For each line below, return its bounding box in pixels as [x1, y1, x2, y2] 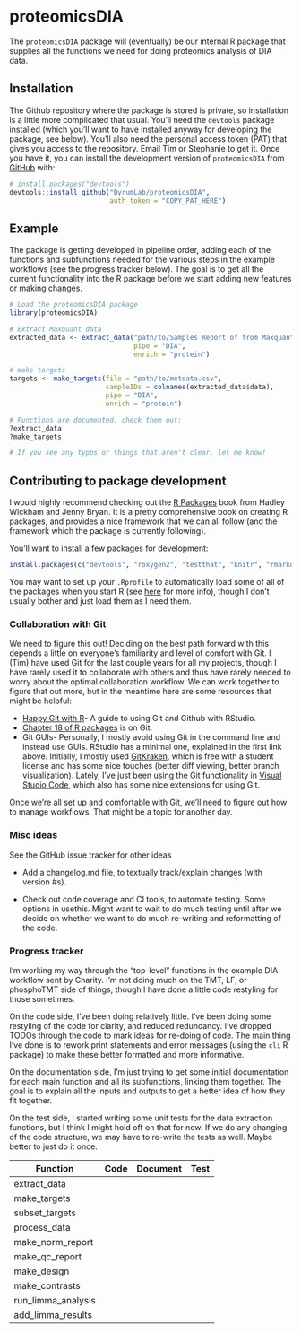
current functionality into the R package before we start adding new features [9, 274, 292, 284]
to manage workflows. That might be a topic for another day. [9, 806, 233, 817]
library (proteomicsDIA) [9, 309, 99, 318]
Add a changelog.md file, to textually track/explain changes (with [21, 867, 262, 877]
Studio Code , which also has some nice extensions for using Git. [21, 780, 261, 790]
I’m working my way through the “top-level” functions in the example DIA [9, 964, 279, 975]
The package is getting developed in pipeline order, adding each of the [9, 245, 271, 256]
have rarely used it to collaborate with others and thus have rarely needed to [9, 666, 291, 678]
